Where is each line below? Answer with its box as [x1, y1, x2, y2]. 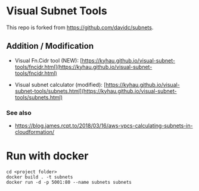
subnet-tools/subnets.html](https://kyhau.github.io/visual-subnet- [14, 87, 177, 95]
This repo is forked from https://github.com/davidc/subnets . [6, 24, 154, 31]
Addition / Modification [6, 41, 94, 51]
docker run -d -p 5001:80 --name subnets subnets [6, 179, 132, 185]
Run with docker [6, 149, 89, 163]
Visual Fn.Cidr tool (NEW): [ [14, 57, 82, 64]
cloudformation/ [14, 129, 55, 136]
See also [6, 108, 32, 117]
